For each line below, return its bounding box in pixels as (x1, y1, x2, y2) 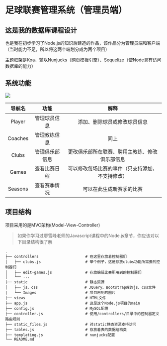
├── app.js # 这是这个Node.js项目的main (5, 301, 141, 306)
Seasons (8, 185, 28, 192)
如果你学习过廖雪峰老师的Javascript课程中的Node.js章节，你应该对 (17, 232, 155, 238)
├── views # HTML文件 (5, 295, 106, 300)
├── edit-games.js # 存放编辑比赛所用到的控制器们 (14, 270, 142, 275)
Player (10, 118, 26, 125)
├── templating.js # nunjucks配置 (5, 332, 115, 338)
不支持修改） (97, 172, 128, 179)
